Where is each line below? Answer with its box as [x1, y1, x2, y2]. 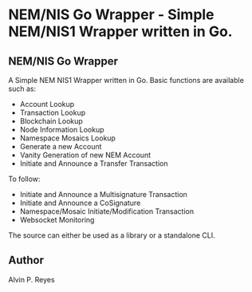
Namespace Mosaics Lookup [19, 133, 116, 143]
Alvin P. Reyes [8, 274, 55, 284]
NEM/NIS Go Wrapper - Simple [8, 6, 215, 24]
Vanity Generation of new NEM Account [19, 150, 152, 160]
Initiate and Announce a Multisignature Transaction [19, 190, 187, 199]
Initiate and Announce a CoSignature [19, 198, 141, 207]
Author [8, 254, 44, 267]
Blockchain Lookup [19, 116, 84, 125]
